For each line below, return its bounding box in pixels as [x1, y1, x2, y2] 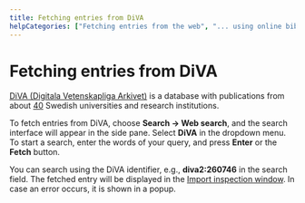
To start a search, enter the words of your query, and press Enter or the [9, 137, 278, 148]
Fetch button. [9, 147, 61, 158]
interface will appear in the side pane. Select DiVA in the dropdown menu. [9, 128, 286, 139]
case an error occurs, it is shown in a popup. [9, 183, 177, 195]
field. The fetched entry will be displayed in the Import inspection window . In [9, 174, 295, 185]
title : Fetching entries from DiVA [9, 13, 144, 23]
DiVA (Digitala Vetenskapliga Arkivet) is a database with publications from [9, 91, 285, 101]
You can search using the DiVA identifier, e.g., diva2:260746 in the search [9, 164, 288, 175]
